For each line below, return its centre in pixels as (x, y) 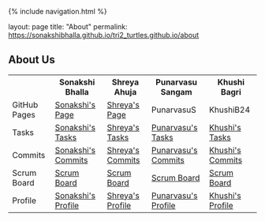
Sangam (176, 92)
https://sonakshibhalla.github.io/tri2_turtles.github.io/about (104, 35)
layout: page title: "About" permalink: (68, 26)
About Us (32, 60)
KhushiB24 (230, 110)
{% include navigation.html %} (58, 11)
